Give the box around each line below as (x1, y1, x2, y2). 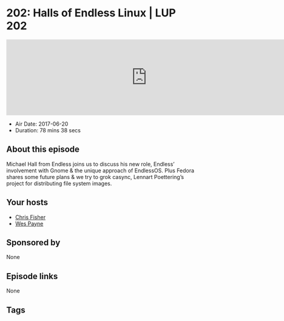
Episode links (6, 271, 58, 282)
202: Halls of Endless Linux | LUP (6, 6, 176, 20)
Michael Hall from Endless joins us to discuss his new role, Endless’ (6, 160, 175, 167)
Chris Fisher (15, 213, 46, 221)
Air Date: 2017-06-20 (15, 120, 69, 127)
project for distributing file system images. (6, 180, 112, 187)
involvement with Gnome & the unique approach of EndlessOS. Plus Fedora (6, 167, 195, 174)
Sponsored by (6, 237, 61, 248)
